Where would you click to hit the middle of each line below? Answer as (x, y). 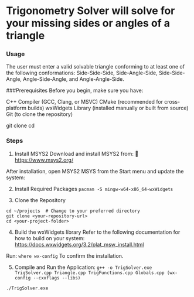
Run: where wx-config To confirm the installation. (65, 255)
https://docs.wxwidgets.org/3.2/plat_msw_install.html (79, 244)
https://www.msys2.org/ (44, 160)
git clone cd (21, 126)
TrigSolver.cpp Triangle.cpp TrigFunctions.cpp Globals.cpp (89, 273)
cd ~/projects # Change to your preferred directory (73, 211)
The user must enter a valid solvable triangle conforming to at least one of (96, 67)
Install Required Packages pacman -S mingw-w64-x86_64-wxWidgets (94, 189)
